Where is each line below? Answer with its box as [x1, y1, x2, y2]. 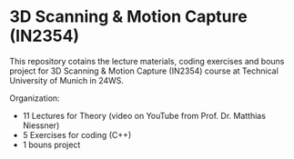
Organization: [9, 93, 61, 104]
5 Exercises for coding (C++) [22, 129, 132, 140]
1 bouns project [22, 139, 81, 150]
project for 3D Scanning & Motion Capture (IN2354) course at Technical [9, 65, 279, 76]
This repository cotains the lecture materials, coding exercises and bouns [9, 55, 285, 66]
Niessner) [22, 120, 60, 131]
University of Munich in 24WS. [9, 75, 125, 85]
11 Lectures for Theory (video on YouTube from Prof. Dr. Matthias [22, 110, 267, 121]
